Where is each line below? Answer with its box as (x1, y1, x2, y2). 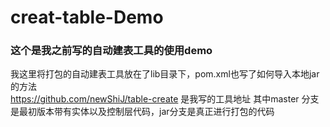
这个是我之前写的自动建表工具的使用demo (10, 44, 213, 58)
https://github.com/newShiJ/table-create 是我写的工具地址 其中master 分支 (10, 93, 320, 105)
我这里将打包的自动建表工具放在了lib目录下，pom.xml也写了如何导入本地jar (10, 68, 320, 80)
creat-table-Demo (10, 6, 164, 29)
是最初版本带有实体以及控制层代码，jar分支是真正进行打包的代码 (10, 106, 275, 118)
